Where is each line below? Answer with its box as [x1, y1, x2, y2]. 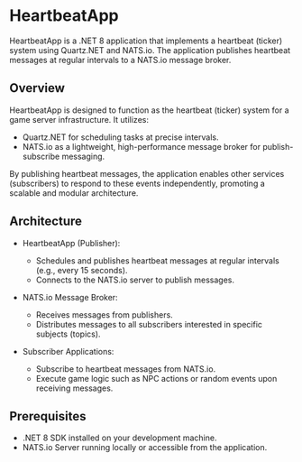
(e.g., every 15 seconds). [35, 264, 128, 275]
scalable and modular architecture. [9, 187, 139, 199]
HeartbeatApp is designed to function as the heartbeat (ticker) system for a [9, 105, 290, 115]
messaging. [61, 151, 105, 162]
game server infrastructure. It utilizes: [9, 114, 149, 125]
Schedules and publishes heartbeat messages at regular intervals [35, 254, 279, 266]
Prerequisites [9, 408, 87, 424]
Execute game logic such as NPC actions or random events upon [35, 373, 278, 383]
